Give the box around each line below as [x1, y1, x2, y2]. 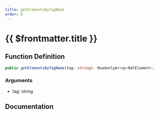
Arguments [5, 77, 33, 84]
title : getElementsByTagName [5, 7, 65, 12]
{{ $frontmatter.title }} [5, 33, 98, 44]
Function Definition [5, 53, 65, 61]
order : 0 [5, 12, 23, 17]
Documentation [5, 103, 54, 111]
